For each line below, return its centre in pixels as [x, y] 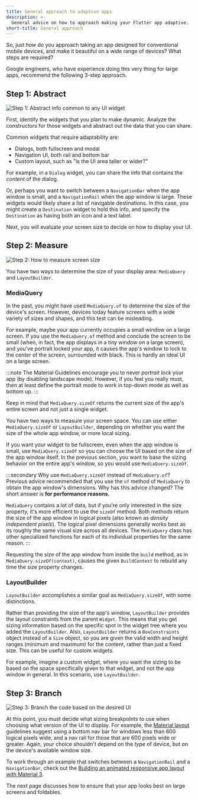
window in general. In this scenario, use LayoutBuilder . [73, 675]
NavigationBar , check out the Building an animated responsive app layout [95, 768]
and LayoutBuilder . [30, 277]
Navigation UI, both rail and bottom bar [62, 155]
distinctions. [21, 601]
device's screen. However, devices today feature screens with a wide [91, 312]
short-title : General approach [45, 28]
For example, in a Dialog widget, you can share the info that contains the [95, 173]
